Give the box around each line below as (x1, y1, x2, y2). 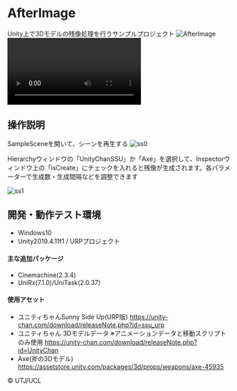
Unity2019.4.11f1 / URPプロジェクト (17, 236, 120, 245)
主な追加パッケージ (7, 254, 64, 263)
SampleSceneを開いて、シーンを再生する (7, 139, 128, 147)
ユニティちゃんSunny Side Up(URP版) (17, 312, 128, 321)
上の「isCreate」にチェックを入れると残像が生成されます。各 (31, 163, 212, 172)
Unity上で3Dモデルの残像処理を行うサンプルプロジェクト (7, 29, 175, 38)
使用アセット (7, 296, 45, 304)
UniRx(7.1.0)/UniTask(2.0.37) (17, 278, 101, 286)
